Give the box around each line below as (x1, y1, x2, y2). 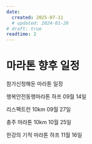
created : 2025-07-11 (11, 14, 64, 20)
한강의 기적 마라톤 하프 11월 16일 (6, 131, 83, 139)
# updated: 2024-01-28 (11, 20, 69, 26)
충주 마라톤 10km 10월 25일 (6, 119, 71, 126)
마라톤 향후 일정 (6, 59, 80, 73)
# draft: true (6, 25, 42, 32)
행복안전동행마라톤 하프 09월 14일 (6, 93, 87, 100)
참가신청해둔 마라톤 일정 (6, 80, 64, 87)
